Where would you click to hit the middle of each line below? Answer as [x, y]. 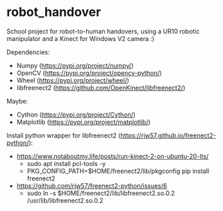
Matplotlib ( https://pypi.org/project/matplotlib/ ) [83, 121]
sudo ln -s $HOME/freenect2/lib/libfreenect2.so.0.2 [101, 193]
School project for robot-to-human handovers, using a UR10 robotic [103, 31]
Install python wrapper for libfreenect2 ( [64, 135]
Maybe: [17, 101]
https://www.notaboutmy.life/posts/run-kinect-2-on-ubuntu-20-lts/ [113, 156]
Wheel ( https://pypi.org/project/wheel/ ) [73, 80]
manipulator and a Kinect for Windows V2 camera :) [81, 38]
